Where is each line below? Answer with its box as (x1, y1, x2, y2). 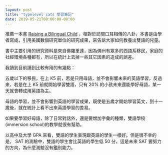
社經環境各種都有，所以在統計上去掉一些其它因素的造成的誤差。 (5, 54, 136, 60)
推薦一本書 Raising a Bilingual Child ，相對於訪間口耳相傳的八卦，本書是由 (5, 31, 157, 37)
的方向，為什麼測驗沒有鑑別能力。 (5, 144, 75, 150)
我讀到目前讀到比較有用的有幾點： (5, 64, 75, 70)
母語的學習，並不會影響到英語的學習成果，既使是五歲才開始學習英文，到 (5, 98, 154, 104)
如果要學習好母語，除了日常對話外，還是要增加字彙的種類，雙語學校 (5, 115, 145, 121)
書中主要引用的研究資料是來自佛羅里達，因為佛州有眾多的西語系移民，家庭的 (5, 48, 163, 54)
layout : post (5, 7, 32, 12)
